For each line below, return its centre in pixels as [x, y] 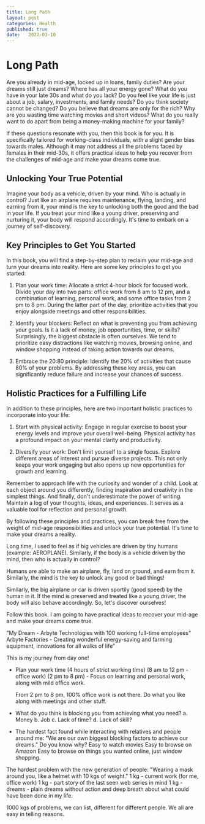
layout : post [23, 18]
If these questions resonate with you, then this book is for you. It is [90, 133]
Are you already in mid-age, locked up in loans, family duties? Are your [95, 82]
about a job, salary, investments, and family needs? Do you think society [97, 102]
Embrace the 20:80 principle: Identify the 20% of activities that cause [103, 361]
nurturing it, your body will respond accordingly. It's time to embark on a [97, 219]
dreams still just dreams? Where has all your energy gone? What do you [97, 89]
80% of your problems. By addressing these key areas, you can [95, 367]
